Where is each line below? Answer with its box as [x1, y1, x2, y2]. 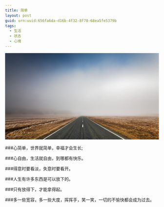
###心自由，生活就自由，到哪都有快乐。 [5, 155, 86, 161]
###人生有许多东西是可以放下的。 [5, 176, 73, 182]
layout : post [5, 13, 32, 18]
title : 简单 [5, 8, 28, 13]
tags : [5, 23, 16, 28]
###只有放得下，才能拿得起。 [5, 186, 65, 192]
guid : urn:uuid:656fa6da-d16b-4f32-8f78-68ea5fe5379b [5, 18, 117, 23]
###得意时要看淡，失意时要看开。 [5, 166, 73, 172]
